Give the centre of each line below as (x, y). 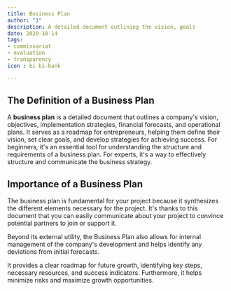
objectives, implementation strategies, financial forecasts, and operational (114, 125)
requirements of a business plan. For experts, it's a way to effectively (107, 154)
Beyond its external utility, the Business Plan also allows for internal (104, 237)
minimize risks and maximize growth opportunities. (80, 280)
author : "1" (24, 20)
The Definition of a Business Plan (81, 101)
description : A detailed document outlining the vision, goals (101, 27)
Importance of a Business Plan (75, 184)
